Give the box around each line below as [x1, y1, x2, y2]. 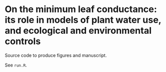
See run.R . [5, 62, 27, 68]
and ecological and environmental [5, 25, 152, 36]
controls [5, 36, 41, 47]
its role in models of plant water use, [5, 14, 161, 26]
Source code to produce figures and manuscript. [5, 52, 107, 58]
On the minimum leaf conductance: [5, 4, 157, 15]
